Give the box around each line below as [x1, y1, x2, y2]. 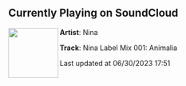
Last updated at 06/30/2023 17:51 [59, 58, 171, 68]
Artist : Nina [59, 27, 98, 37]
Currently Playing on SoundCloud [8, 6, 179, 20]
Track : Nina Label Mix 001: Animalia [59, 43, 178, 53]
